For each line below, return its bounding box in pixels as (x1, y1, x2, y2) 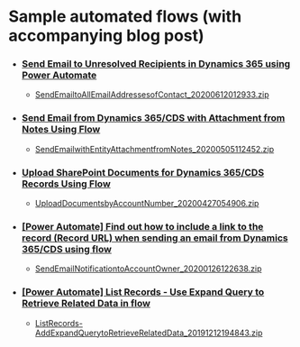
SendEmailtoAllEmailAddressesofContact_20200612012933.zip (34, 89, 269, 100)
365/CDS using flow (21, 243, 112, 255)
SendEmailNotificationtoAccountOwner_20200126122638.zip (34, 263, 262, 274)
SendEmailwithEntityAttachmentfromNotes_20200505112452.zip (34, 143, 275, 154)
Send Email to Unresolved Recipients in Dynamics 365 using (21, 58, 291, 70)
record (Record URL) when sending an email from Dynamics (21, 232, 289, 244)
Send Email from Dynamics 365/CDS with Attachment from (21, 112, 286, 124)
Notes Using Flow (21, 123, 101, 136)
